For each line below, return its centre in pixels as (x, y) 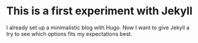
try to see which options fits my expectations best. (69, 33)
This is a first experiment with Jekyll (99, 11)
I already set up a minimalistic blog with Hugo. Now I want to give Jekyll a (98, 27)
